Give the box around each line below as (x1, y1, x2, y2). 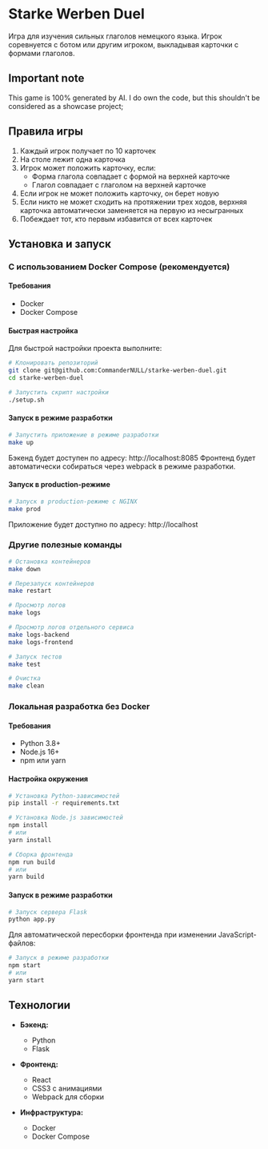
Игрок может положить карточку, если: (19, 163, 156, 172)
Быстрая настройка (8, 325, 78, 335)
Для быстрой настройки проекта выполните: (8, 344, 162, 353)
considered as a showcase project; (8, 101, 124, 111)
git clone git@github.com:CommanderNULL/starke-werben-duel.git (8, 366, 227, 375)
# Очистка (8, 675, 42, 683)
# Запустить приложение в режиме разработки (8, 430, 159, 439)
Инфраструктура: (19, 1107, 84, 1117)
